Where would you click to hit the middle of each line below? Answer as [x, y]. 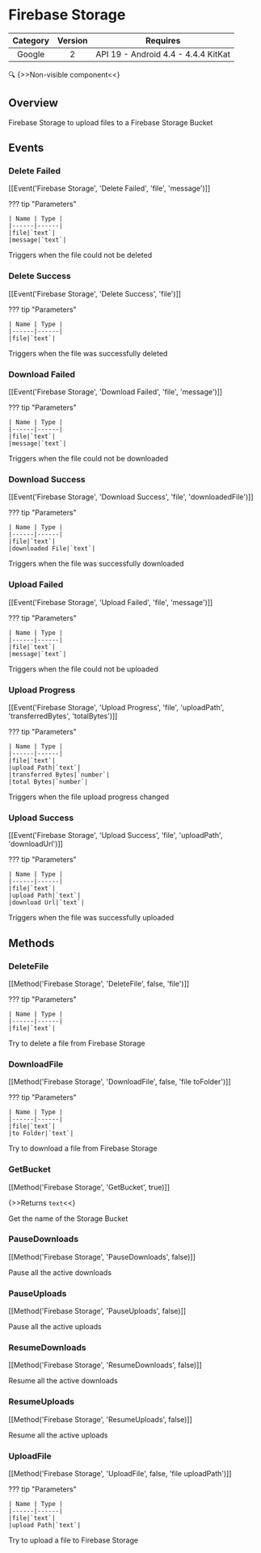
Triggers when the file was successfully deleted [88, 353]
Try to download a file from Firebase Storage [83, 1148]
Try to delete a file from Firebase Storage [77, 1043]
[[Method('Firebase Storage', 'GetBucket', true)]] [89, 1187]
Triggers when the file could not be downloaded [88, 459]
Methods [32, 943]
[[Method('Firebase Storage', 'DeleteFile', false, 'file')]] [99, 983]
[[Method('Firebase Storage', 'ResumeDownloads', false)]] [105, 1365]
